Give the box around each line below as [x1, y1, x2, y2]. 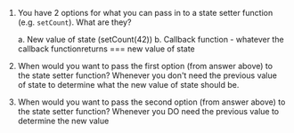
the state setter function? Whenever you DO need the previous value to [17, 106, 280, 116]
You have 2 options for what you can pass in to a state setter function [17, 8, 274, 18]
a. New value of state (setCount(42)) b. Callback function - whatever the [17, 35, 284, 44]
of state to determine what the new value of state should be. [17, 80, 240, 90]
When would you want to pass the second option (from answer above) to [17, 97, 286, 107]
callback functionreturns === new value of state [17, 43, 196, 54]
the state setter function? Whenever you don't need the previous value [17, 70, 278, 81]
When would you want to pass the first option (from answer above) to [17, 61, 274, 71]
